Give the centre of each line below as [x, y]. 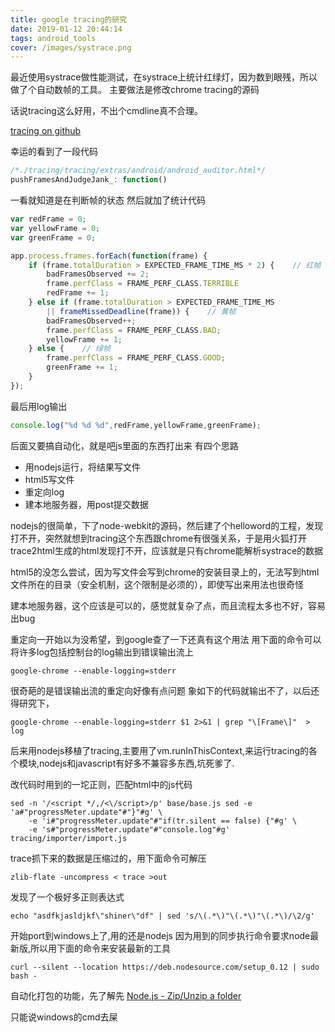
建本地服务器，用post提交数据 [86, 504]
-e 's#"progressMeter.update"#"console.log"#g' [129, 829]
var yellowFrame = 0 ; [55, 228]
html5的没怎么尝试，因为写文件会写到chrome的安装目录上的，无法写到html [165, 572]
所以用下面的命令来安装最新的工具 [101, 948]
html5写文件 [49, 479]
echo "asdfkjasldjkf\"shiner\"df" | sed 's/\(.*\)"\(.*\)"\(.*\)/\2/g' [162, 916]
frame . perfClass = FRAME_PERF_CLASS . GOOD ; [136, 358]
